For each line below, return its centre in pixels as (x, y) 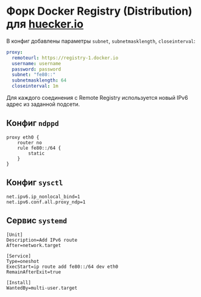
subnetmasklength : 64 (39, 80)
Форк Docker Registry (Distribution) (100, 11)
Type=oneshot (23, 261)
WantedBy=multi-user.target (42, 288)
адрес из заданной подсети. (43, 104)
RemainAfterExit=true (34, 272)
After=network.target (34, 245)
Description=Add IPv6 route (42, 240)
